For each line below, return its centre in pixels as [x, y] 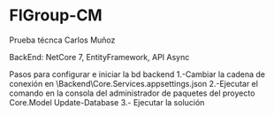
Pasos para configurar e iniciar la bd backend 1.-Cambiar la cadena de [137, 74]
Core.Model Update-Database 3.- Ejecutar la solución [107, 102]
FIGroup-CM [56, 15]
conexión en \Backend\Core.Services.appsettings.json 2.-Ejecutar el [134, 83]
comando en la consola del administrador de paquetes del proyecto [132, 93]
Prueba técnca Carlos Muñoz [62, 40]
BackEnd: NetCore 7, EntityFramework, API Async [99, 57]
